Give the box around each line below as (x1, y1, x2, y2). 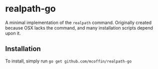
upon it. (5, 30, 21, 36)
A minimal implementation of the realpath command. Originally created (5, 19, 151, 25)
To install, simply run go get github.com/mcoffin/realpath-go (5, 58, 132, 64)
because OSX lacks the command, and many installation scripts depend (5, 24, 153, 30)
